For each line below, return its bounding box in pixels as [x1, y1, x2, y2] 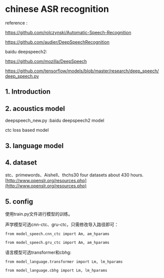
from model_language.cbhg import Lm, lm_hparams [5, 268, 108, 273]
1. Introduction [5, 88, 51, 96]
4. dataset [5, 158, 37, 167]
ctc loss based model [5, 127, 49, 133]
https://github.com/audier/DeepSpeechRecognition [5, 39, 110, 45]
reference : [5, 20, 28, 26]
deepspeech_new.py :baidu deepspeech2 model [5, 117, 105, 123]
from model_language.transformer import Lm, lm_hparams [5, 259, 123, 265]
